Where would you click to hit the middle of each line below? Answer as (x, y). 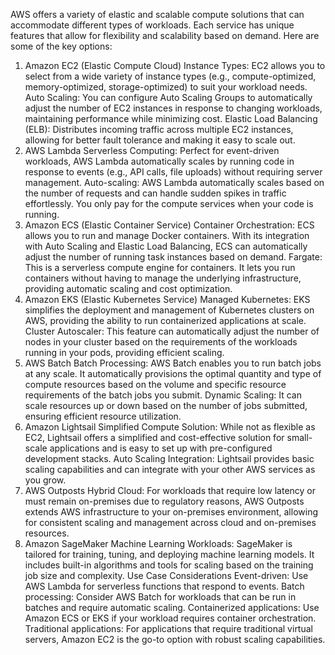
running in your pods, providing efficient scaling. (124, 352)
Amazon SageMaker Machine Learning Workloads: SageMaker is (158, 543)
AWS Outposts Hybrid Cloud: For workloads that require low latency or (170, 490)
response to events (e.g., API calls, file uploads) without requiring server (173, 172)
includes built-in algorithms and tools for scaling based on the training (169, 565)
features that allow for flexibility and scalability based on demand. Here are (165, 35)
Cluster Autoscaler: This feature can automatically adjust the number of (172, 331)
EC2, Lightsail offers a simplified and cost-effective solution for (154, 437)
